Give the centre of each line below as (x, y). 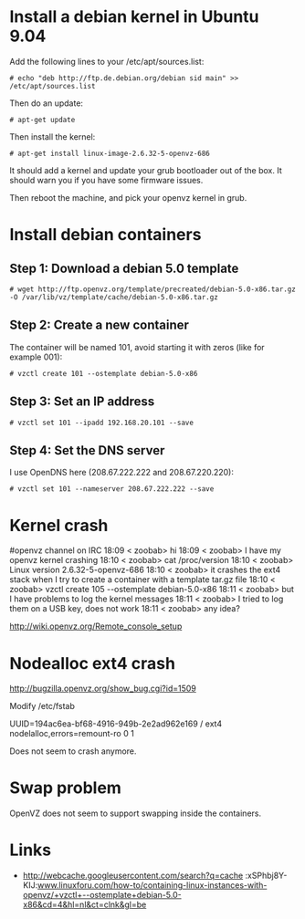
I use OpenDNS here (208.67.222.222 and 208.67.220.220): (122, 473)
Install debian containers (105, 235)
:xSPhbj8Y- (266, 876)
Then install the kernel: (53, 136)
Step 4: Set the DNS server (87, 450)
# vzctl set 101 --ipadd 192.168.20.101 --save (102, 423)
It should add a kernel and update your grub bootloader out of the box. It (146, 170)
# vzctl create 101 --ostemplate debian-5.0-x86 (104, 373)
